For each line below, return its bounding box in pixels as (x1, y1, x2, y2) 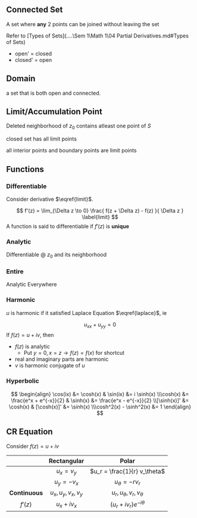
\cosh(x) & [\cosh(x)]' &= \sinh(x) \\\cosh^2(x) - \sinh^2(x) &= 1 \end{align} (8, 403, 192, 410)
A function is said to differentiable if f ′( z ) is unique (6, 223, 130, 230)
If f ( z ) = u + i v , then (6, 332, 54, 339)
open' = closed (14, 50, 52, 57)
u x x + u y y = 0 (83, 321, 117, 329)
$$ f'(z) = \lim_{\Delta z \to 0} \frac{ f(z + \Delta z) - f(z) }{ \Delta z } (16, 207, 184, 214)
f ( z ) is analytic (14, 343, 51, 350)
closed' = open (14, 56, 52, 63)
